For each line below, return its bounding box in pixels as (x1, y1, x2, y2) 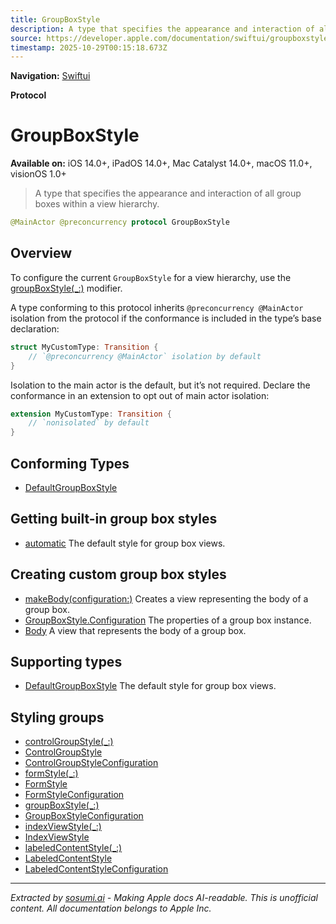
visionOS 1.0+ (10, 168, 67, 180)
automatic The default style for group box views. (24, 537, 226, 549)
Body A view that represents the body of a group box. (24, 624, 247, 636)
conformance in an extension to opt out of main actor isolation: (10, 389, 270, 401)
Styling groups (10, 709, 105, 726)
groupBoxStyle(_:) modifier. (10, 282, 123, 294)
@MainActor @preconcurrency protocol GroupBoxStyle (10, 217, 230, 228)
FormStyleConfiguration (24, 789, 125, 801)
